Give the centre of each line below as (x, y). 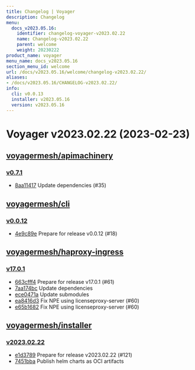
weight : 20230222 (38, 50)
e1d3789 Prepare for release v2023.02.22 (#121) (74, 355)
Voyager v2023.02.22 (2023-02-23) (98, 134)
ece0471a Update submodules (52, 294)
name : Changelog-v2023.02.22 (53, 39)
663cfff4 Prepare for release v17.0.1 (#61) (64, 281)
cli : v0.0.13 (27, 94)
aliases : (17, 77)
